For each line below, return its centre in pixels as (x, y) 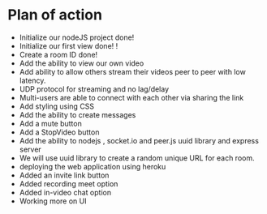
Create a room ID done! (58, 54)
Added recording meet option (69, 183)
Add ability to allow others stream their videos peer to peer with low (133, 71)
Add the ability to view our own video (82, 63)
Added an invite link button (64, 175)
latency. (32, 80)
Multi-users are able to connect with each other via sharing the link (131, 97)
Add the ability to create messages (78, 114)
